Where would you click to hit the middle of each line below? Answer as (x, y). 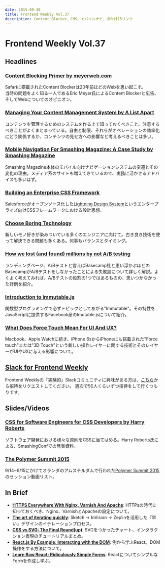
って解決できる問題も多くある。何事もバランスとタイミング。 (67, 241)
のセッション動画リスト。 (31, 477)
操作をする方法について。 (38, 548)
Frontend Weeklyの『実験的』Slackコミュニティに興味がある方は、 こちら (80, 380)
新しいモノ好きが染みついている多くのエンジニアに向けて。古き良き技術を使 (83, 235)
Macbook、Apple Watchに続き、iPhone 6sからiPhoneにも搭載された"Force (82, 339)
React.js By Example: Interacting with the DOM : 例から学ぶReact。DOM (86, 542)
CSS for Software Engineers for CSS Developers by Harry (75, 422)
